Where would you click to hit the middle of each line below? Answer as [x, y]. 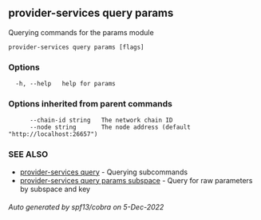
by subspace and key [55, 189]
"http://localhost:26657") [53, 134]
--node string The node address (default [110, 127]
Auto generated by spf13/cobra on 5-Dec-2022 [86, 207]
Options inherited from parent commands [91, 104]
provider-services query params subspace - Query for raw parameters [136, 180]
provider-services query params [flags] [77, 47]
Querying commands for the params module [81, 32]
